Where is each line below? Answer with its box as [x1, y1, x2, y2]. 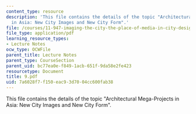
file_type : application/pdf [6, 30, 75, 36]
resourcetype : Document [6, 68, 64, 74]
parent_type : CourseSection [6, 57, 75, 63]
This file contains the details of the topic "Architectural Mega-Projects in [6, 95, 180, 102]
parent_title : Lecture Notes [6, 52, 77, 58]
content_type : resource [6, 8, 64, 15]
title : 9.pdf [6, 74, 38, 80]
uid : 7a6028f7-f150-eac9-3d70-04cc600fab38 [6, 80, 114, 85]
